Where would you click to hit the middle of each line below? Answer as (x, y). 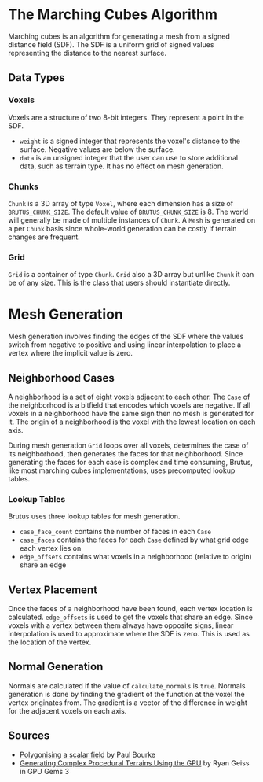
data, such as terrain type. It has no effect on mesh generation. (121, 166)
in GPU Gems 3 (44, 771)
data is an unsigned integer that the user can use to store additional (128, 157)
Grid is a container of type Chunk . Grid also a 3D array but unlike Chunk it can (131, 275)
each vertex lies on (50, 548)
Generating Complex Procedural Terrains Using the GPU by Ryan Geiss (134, 763)
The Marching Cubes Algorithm (113, 15)
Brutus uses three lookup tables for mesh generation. (94, 516)
